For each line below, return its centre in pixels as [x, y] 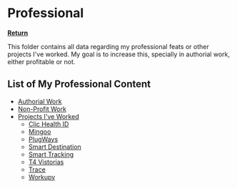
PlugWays [43, 139]
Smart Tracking [51, 154]
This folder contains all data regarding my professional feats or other [108, 46]
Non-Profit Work [42, 109]
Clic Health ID [49, 124]
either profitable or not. [41, 61]
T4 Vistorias [46, 162]
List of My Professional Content [79, 84]
